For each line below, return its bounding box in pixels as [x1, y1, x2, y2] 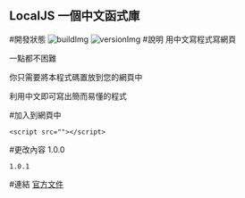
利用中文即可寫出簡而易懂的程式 [9, 90, 127, 101]
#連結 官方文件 [9, 178, 64, 189]
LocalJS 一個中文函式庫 [9, 8, 140, 24]
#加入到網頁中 [9, 110, 62, 120]
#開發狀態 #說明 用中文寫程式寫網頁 [9, 34, 237, 45]
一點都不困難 [9, 53, 56, 63]
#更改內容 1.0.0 [9, 144, 65, 154]
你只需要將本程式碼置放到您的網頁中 [9, 71, 143, 82]
